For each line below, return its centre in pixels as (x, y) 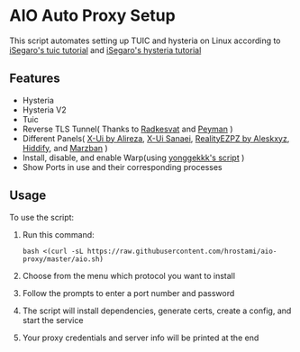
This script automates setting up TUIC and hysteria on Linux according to (145, 41)
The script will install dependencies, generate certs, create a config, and (157, 311)
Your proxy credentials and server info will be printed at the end (141, 338)
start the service (53, 320)
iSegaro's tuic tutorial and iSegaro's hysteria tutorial (105, 50)
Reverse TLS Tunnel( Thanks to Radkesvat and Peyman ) (127, 129)
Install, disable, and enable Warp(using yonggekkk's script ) (133, 158)
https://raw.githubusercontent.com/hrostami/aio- (182, 251)
